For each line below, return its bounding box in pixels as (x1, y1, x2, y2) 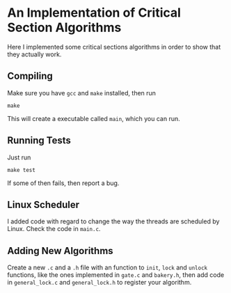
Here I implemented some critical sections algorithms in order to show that (7, 42, 221, 51)
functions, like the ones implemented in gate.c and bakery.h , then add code (7, 271, 225, 279)
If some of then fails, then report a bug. (7, 179, 120, 187)
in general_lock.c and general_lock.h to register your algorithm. (7, 278, 192, 287)
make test (7, 166, 36, 173)
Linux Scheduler (7, 198, 80, 210)
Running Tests (7, 134, 71, 147)
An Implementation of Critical (7, 5, 181, 21)
